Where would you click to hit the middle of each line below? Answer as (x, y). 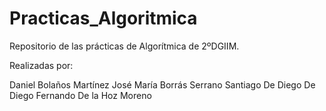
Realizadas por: (41, 65)
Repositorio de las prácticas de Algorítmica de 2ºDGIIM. (124, 46)
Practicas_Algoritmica (103, 18)
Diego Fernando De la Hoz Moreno (80, 95)
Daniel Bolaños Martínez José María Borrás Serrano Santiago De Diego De (162, 84)
